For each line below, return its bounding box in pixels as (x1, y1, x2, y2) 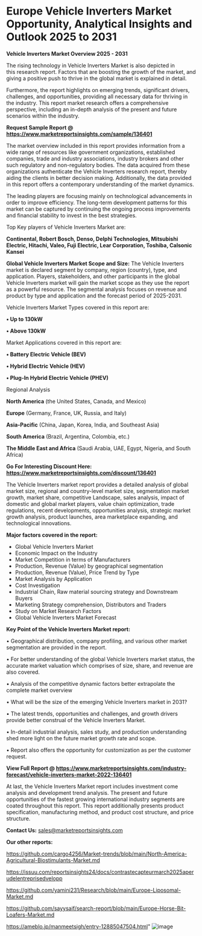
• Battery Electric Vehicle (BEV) (6, 350, 86, 358)
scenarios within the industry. (6, 112, 80, 119)
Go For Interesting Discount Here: (6, 462, 92, 470)
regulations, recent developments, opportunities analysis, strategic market (6, 506, 191, 514)
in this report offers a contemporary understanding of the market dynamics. (6, 181, 194, 188)
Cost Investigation (14, 582, 60, 589)
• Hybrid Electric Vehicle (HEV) (6, 362, 86, 370)
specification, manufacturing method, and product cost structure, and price (6, 808, 194, 815)
